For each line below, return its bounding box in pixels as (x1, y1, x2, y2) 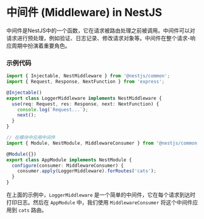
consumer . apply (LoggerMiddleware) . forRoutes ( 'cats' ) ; (17, 168, 157, 174)
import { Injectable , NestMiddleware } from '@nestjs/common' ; (6, 73, 171, 79)
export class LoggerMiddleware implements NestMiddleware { (6, 95, 163, 101)
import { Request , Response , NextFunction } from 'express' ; (6, 78, 165, 85)
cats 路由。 (18, 206, 47, 214)
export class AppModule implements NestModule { (6, 156, 132, 163)
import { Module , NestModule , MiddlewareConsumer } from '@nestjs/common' (6, 140, 200, 146)
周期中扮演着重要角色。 (11, 42, 71, 49)
